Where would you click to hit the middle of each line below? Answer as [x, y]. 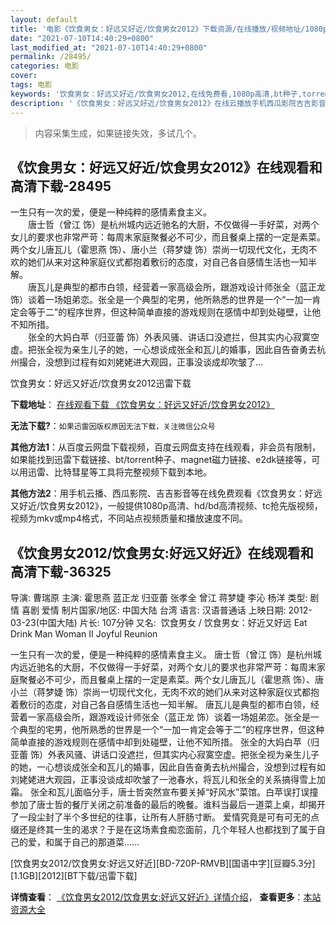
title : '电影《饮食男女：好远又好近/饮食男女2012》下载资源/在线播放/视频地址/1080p [169, 29]
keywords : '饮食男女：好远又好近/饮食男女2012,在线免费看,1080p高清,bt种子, [156, 94]
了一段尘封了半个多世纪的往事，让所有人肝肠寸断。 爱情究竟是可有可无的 [160, 817]
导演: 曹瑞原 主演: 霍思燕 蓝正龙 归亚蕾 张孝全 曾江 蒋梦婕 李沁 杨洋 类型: [159, 598]
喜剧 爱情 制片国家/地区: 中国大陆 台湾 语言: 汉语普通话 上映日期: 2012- [167, 610]
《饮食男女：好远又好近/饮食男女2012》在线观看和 [166, 167]
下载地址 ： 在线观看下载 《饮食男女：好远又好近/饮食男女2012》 [142, 405]
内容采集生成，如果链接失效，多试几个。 [118, 133]
